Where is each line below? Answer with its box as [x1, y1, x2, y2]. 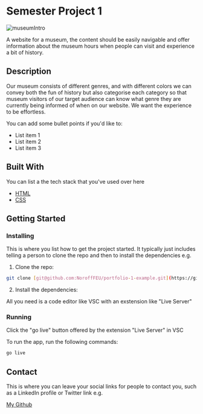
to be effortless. [6, 108, 46, 115]
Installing [6, 231, 34, 240]
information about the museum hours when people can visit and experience [6, 42, 195, 50]
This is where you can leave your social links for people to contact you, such [6, 383, 197, 390]
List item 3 [14, 144, 41, 152]
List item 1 [14, 131, 40, 138]
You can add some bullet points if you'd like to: [6, 120, 123, 127]
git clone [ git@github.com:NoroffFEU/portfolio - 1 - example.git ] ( [6, 275, 172, 282]
